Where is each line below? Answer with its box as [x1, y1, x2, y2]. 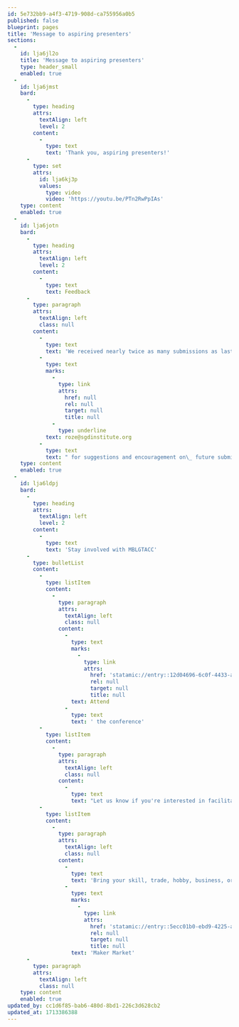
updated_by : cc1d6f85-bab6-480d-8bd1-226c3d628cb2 [7, 1002, 161, 1010]
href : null [64, 394, 97, 401]
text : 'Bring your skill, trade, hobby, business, [70, 876, 224, 884]
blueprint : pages [7, 23, 59, 31]
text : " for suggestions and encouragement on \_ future [45, 453, 215, 461]
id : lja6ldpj [20, 480, 59, 487]
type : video [45, 189, 81, 196]
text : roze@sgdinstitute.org [45, 433, 132, 441]
